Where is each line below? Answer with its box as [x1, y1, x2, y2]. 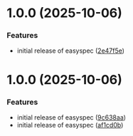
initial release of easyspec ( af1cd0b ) [16, 120, 124, 129]
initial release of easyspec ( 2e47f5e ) [16, 46, 125, 55]
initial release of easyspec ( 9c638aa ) [16, 113, 126, 122]
